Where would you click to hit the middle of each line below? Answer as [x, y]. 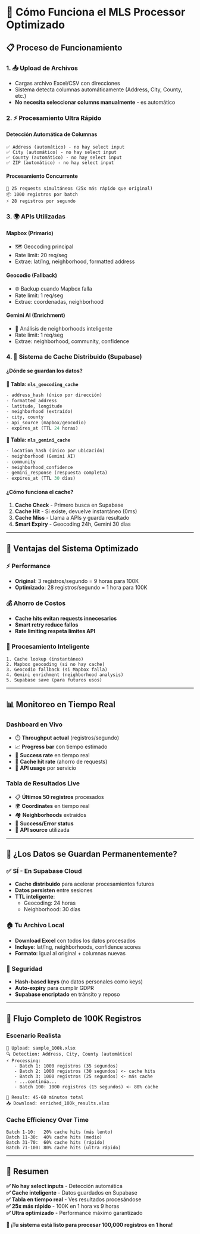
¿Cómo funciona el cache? [40, 492]
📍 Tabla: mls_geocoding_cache [42, 384]
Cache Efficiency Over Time [48, 1119]
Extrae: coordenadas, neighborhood [59, 301]
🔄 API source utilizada [42, 829]
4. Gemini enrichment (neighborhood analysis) [65, 675]
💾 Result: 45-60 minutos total [45, 1097]
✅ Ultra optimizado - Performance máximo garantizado [74, 1213]
